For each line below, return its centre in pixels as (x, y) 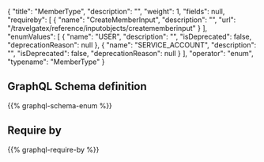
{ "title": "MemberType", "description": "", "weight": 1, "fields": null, (116, 11)
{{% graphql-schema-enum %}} (60, 105)
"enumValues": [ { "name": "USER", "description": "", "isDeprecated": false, (130, 36)
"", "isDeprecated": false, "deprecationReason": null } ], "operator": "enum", (130, 53)
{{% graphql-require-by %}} (53, 149)
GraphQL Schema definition (77, 87)
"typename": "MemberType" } (56, 62)
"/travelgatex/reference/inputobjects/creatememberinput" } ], (107, 28)
